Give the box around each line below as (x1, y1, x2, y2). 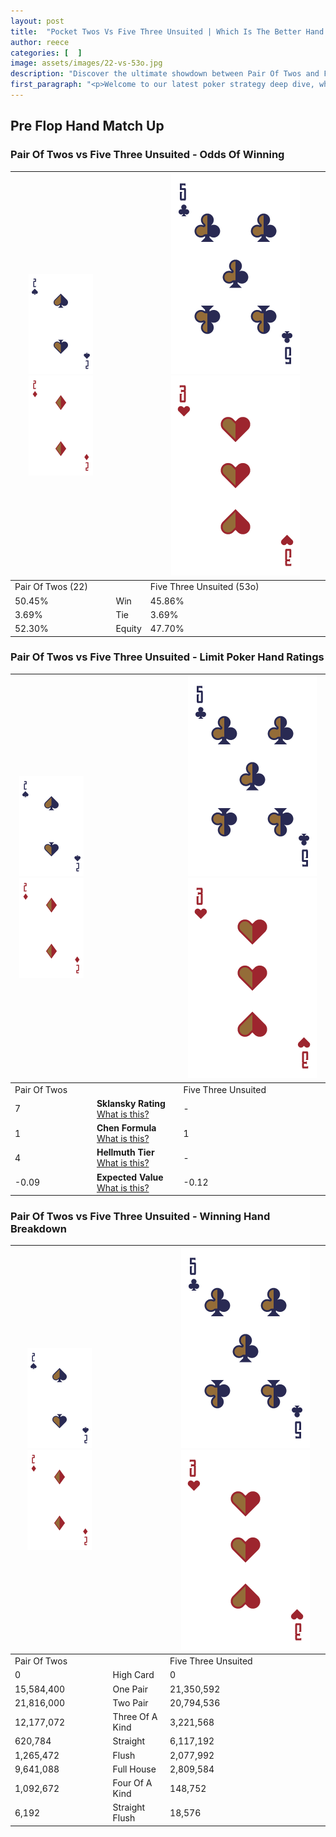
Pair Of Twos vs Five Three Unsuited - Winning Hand (10, 1210, 271, 1224)
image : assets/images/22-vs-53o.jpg (10, 58, 163, 69)
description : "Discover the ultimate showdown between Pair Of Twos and (10, 69, 320, 79)
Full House (112, 1763, 157, 1775)
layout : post (10, 16, 65, 26)
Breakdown (10, 1222, 67, 1236)
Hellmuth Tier (96, 1146, 155, 1159)
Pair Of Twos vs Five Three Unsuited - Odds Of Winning (10, 148, 285, 162)
